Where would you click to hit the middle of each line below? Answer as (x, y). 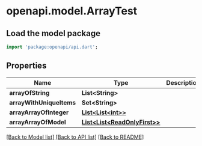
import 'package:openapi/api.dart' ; (52, 47)
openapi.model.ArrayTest (72, 11)
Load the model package (54, 33)
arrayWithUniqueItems (43, 102)
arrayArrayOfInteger (39, 112)
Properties (26, 66)
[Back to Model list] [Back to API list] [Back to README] (75, 137)
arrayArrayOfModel (38, 122)
